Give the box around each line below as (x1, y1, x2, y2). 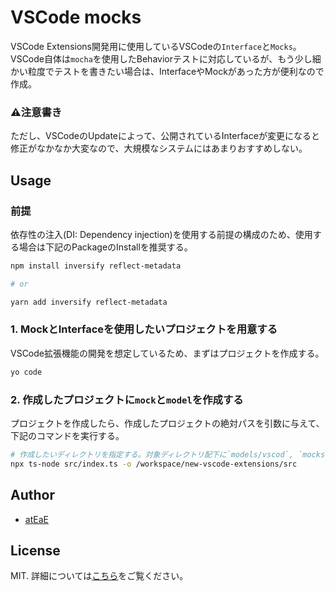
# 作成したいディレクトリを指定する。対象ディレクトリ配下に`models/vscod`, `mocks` (10, 450, 330, 460)
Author (10, 487, 55, 504)
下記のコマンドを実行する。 (10, 430, 125, 442)
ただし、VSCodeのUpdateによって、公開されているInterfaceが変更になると (10, 130, 320, 142)
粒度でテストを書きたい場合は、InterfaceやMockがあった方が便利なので (27, 65, 325, 77)
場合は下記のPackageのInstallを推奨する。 (18, 241, 193, 253)
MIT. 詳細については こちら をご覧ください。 (10, 570, 189, 582)
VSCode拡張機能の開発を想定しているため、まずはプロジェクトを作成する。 (10, 347, 325, 359)
